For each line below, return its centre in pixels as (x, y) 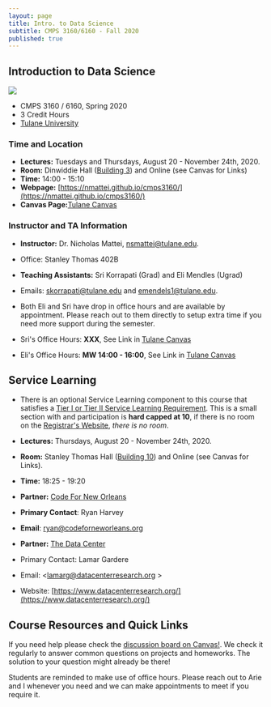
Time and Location (46, 144)
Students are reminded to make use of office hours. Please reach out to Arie (135, 678)
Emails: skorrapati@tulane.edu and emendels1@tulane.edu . (119, 290)
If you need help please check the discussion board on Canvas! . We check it (136, 645)
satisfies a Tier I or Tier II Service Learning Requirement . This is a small (138, 408)
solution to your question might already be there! (90, 662)
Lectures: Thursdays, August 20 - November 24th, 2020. (116, 441)
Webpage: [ (40, 188)
